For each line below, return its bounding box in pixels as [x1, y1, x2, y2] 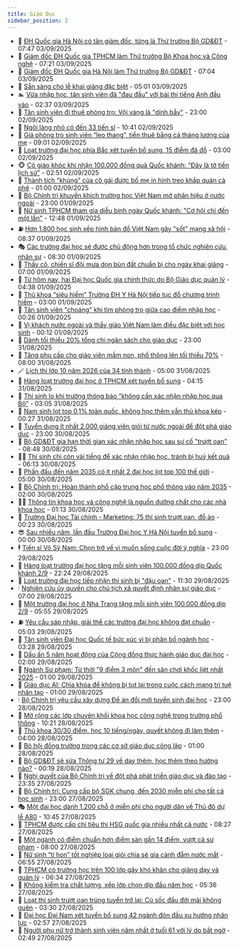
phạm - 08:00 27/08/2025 [17, 843, 95, 851]
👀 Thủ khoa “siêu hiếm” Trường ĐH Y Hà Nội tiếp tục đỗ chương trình [17, 290, 221, 299]
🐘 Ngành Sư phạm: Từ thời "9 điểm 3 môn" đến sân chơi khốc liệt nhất [17, 665, 224, 673]
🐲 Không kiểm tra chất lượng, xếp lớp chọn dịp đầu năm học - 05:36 [17, 880, 217, 889]
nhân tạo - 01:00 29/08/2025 [17, 688, 103, 696]
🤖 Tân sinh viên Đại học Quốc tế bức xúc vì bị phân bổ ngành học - [17, 635, 215, 643]
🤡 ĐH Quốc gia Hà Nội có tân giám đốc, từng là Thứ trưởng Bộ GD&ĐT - [17, 36, 228, 45]
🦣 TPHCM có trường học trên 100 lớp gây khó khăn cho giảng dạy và [17, 865, 219, 874]
